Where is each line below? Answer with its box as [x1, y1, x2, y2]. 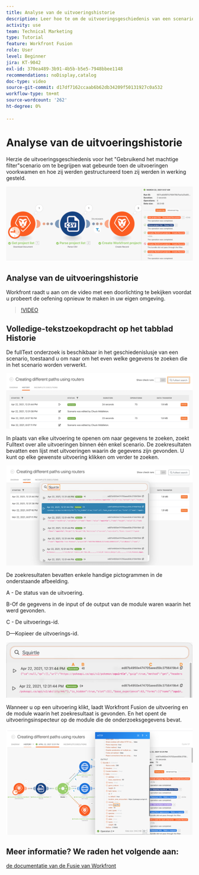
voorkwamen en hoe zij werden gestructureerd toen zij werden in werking [6, 168, 187, 175]
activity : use [6, 22, 41, 28]
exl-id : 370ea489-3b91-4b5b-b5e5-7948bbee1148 [6, 66, 123, 72]
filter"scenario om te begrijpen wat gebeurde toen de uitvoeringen [6, 162, 168, 169]
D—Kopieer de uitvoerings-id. [6, 630, 79, 637]
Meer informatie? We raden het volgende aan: [6, 847, 179, 857]
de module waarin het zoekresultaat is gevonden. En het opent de [6, 710, 167, 717]
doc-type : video [6, 78, 46, 84]
